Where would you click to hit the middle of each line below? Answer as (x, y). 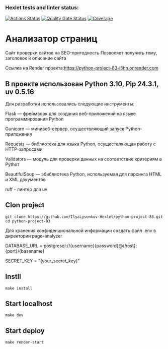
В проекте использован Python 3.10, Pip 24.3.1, (82, 84)
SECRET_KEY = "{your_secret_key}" (43, 261)
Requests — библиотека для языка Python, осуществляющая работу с (80, 144)
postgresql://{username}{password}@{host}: (90, 246)
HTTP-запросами (24, 149)
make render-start (24, 342)
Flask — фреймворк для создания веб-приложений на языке (70, 114)
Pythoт (12, 164)
